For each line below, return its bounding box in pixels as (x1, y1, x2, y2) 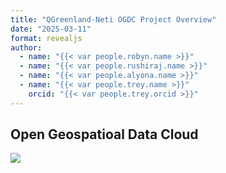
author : (10, 42, 43, 53)
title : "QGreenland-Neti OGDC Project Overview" (10, 14, 217, 25)
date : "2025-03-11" (10, 24, 92, 34)
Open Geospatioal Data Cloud (10, 126, 199, 143)
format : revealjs (10, 33, 83, 43)
